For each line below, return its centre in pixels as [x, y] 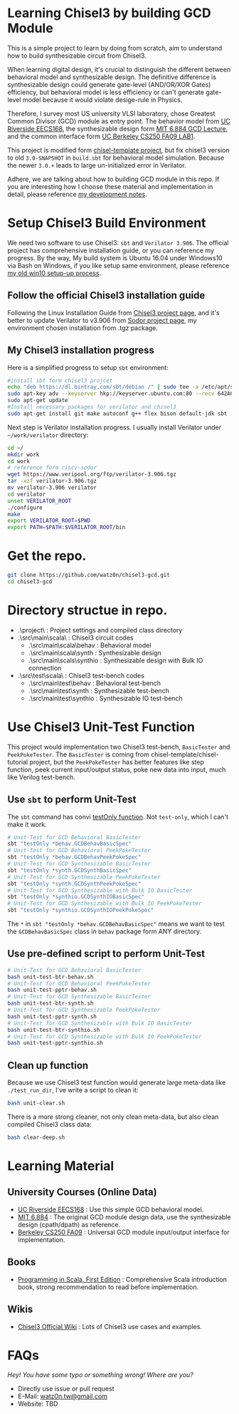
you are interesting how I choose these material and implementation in [110, 186]
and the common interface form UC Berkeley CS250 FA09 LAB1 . [101, 136]
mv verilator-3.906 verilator [52, 488]
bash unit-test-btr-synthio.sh [54, 1030]
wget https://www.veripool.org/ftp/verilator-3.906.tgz [92, 475]
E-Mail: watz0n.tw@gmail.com [63, 1396]
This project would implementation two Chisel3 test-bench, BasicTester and [119, 747]
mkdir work [23, 454]
